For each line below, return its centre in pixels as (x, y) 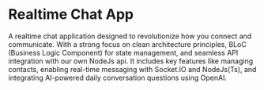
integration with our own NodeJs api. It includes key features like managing (131, 61)
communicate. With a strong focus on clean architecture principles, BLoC (127, 44)
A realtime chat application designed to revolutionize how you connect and (130, 36)
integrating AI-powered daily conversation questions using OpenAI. (118, 77)
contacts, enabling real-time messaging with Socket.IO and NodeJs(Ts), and (132, 69)
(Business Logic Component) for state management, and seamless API (123, 52)
